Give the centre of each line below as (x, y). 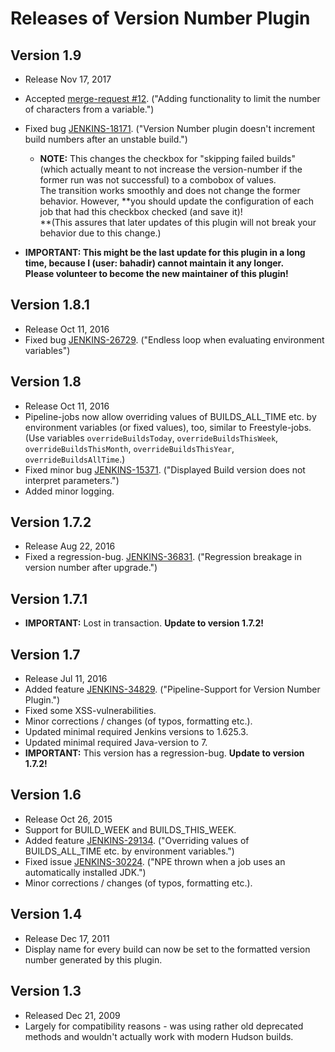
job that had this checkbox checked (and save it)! (141, 211)
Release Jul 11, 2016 (66, 679)
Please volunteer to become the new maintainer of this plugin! (156, 273)
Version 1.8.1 (50, 305)
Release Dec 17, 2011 (67, 938)
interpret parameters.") (72, 480)
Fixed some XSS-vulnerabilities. (90, 711)
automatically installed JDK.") (85, 872)
